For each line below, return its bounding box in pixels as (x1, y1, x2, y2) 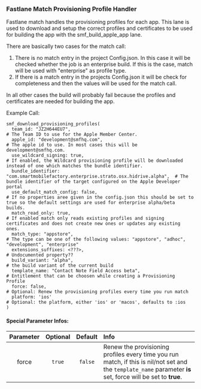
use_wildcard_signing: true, (11, 152, 84, 159)
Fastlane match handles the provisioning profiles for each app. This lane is (6, 19, 190, 26)
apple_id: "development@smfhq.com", (11, 137, 103, 143)
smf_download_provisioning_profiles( (6, 121, 100, 127)
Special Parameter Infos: (6, 317, 69, 324)
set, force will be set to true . (103, 372, 182, 381)
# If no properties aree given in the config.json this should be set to (6, 194, 194, 201)
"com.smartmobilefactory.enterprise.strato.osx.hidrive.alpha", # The (6, 173, 188, 180)
